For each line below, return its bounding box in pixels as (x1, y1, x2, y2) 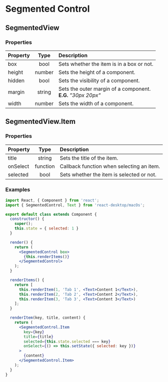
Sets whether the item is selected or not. (59, 171, 157, 178)
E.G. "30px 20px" (58, 91, 101, 98)
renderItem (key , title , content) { (10, 315, 86, 320)
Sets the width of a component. (58, 100, 134, 107)
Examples (5, 186, 31, 193)
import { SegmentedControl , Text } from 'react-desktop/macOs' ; (5, 202, 145, 208)
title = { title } (23, 334, 54, 339)
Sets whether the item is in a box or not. (58, 60, 154, 67)
